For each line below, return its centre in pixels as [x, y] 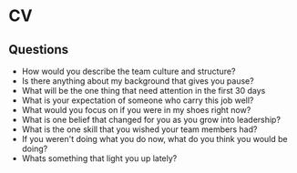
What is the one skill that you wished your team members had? [139, 129]
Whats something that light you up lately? [99, 158]
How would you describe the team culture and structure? [128, 71]
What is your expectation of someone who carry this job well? [138, 100]
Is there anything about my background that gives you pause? [138, 81]
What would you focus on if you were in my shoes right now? [136, 110]
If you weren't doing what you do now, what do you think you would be [154, 139]
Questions [39, 50]
